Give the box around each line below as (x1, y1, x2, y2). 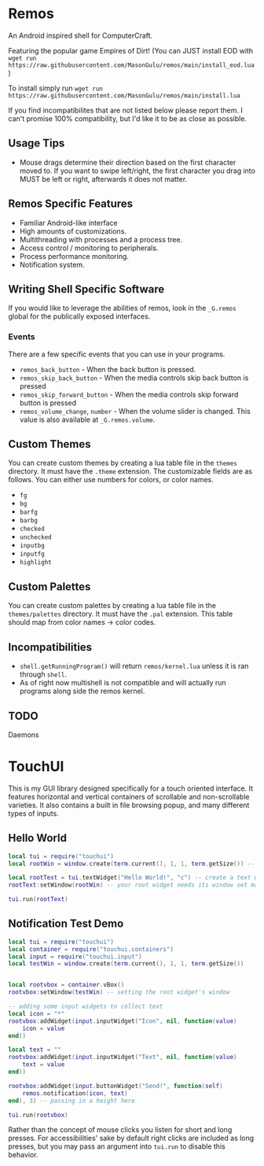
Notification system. (19, 260, 85, 269)
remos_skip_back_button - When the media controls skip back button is (19, 373, 249, 382)
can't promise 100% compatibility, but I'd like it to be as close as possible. (8, 113, 247, 123)
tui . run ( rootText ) (8, 895, 68, 903)
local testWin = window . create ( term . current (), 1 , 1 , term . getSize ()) (8, 960, 244, 968)
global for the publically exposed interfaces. (8, 312, 151, 321)
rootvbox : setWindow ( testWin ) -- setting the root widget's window (8, 988, 230, 996)
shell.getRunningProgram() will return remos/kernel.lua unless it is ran (19, 662, 249, 671)
